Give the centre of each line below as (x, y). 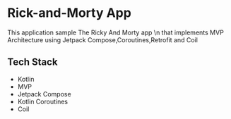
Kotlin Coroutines (43, 101)
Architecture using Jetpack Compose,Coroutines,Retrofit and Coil (102, 39)
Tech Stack (32, 62)
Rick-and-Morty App (70, 13)
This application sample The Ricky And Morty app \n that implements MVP (115, 32)
